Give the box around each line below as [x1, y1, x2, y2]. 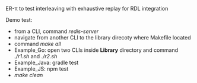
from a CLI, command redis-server [14, 28, 99, 35]
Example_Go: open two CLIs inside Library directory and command [14, 47, 179, 54]
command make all [14, 41, 61, 47]
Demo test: [5, 16, 33, 23]
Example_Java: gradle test [14, 59, 79, 66]
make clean [14, 72, 43, 78]
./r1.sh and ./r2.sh [14, 53, 58, 59]
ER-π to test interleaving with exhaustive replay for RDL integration [5, 5, 169, 12]
